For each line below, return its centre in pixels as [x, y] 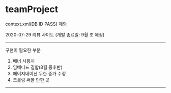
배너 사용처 [24, 61]
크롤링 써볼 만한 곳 [31, 80]
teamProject [32, 9]
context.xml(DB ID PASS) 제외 [36, 24]
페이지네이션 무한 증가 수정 [39, 73]
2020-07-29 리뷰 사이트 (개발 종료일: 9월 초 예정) [55, 34]
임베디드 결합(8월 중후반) [37, 67]
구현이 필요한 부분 [23, 50]
